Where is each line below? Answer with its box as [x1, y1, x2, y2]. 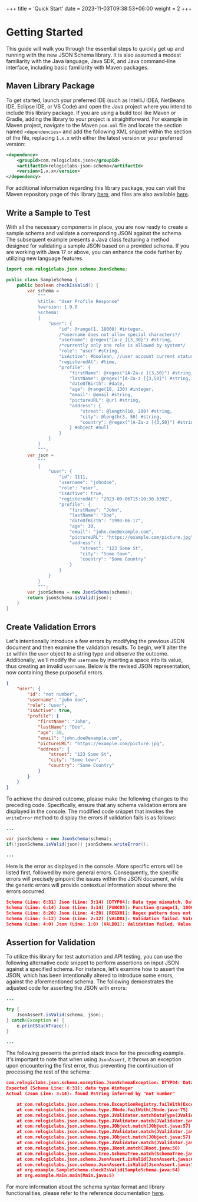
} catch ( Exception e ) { [6, 1017, 65, 1023]
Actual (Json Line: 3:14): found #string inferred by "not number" [6, 1091, 176, 1097]
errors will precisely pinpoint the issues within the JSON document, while [6, 875, 184, 882]
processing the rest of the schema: [6, 1068, 91, 1075]
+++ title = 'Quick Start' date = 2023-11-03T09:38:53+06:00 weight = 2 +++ [6, 5, 192, 12]
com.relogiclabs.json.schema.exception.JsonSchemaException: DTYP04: [6, 1080, 181, 1086]
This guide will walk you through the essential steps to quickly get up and [6, 45, 184, 52]
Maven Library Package [6, 81, 95, 91]
